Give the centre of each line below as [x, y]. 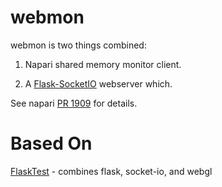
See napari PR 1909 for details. [74, 103]
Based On [51, 143]
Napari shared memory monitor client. [103, 64]
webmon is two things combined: [78, 45]
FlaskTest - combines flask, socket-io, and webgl [111, 171]
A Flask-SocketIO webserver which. [98, 83]
